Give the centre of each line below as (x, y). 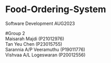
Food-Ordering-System (56, 9)
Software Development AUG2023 (40, 23)
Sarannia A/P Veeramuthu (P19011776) (45, 49)
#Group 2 (15, 33)
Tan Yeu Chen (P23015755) (34, 44)
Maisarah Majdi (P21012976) (35, 39)
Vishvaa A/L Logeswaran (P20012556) (45, 55)
